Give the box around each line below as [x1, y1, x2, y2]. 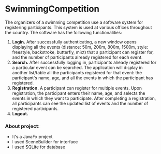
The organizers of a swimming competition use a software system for [5, 19, 144, 25]
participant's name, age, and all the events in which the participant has [12, 75, 153, 81]
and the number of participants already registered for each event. [12, 54, 143, 60]
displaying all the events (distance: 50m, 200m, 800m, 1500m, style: [12, 44, 148, 50]
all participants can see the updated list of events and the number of [12, 100, 148, 106]
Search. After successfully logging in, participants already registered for [12, 59, 157, 65]
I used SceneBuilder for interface [12, 139, 78, 145]
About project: [5, 123, 40, 129]
